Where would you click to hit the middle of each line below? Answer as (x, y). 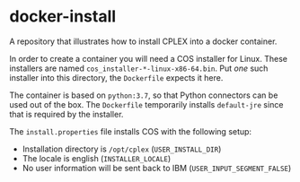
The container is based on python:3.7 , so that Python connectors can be (144, 95)
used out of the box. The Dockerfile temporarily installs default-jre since (146, 104)
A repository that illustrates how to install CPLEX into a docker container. (143, 41)
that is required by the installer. (66, 114)
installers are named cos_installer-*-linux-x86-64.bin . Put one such (139, 68)
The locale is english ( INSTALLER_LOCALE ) (97, 158)
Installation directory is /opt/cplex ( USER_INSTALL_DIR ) (122, 149)
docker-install (63, 17)
